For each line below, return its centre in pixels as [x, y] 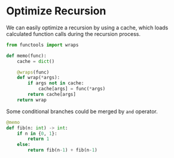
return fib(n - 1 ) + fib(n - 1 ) [62, 150]
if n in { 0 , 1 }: [37, 133]
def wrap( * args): [39, 78]
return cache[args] [52, 95]
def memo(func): [26, 56]
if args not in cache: [56, 83]
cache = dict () [36, 61]
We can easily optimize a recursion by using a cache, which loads [87, 28]
